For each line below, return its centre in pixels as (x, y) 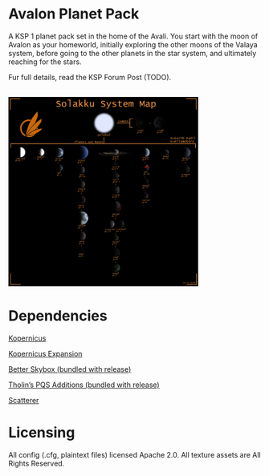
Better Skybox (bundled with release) (70, 369)
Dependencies (58, 316)
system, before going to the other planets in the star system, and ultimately (132, 53)
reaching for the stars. (45, 62)
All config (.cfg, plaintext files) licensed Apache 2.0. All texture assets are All (134, 454)
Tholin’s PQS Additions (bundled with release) (84, 385)
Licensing (42, 433)
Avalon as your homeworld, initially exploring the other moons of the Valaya (133, 44)
